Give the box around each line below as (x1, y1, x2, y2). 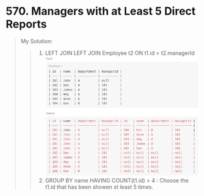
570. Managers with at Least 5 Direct (5, 4, 196, 18)
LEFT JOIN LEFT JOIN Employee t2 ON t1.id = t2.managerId (45, 49, 195, 56)
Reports (5, 17, 47, 31)
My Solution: (20, 37, 53, 45)
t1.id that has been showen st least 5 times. (45, 183, 154, 191)
